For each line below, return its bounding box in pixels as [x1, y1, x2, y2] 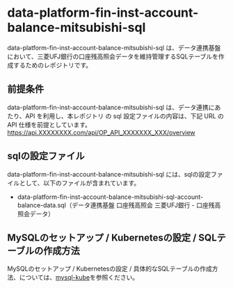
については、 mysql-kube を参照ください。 [19, 273, 139, 282]
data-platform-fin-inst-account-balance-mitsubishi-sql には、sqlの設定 [7, 170, 211, 178]
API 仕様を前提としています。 [7, 120, 92, 129]
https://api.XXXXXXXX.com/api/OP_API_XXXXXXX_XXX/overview [7, 128, 196, 136]
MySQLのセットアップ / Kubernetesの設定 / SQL [7, 232, 217, 243]
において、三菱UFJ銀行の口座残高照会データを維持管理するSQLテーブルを [7, 52, 219, 61]
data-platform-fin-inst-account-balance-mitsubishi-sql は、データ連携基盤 [7, 43, 221, 51]
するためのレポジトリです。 [13, 61, 93, 69]
